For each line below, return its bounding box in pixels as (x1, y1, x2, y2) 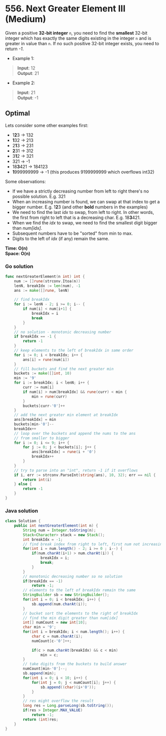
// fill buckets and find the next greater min (14, 366, 114, 371)
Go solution (5, 263, 34, 269)
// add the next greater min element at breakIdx (14, 412, 119, 417)
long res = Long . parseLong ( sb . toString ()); (23, 703, 114, 708)
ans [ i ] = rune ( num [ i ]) (23, 357, 70, 362)
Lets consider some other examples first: (5, 122, 88, 128)
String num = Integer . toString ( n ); (23, 528, 96, 533)
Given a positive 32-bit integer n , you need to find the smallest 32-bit (5, 30, 148, 36)
